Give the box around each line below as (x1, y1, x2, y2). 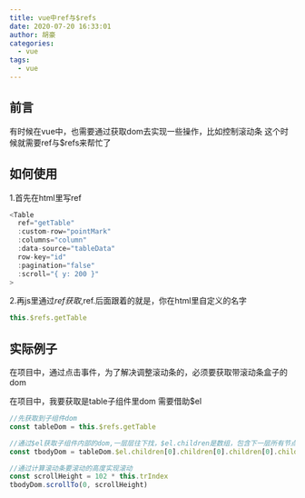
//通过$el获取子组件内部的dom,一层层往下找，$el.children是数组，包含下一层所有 (9, 438, 284, 448)
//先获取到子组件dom (9, 414, 78, 423)
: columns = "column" (17, 235, 88, 245)
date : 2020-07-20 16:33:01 (9, 22, 112, 31)
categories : (9, 38, 54, 48)
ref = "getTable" (17, 219, 75, 228)
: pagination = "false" (17, 261, 95, 270)
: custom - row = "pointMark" (17, 227, 112, 236)
